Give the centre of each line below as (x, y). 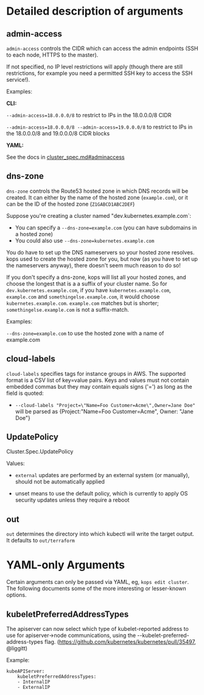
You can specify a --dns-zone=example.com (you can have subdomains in (106, 228)
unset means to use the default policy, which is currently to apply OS (101, 494)
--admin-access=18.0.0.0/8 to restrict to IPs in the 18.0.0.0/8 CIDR (89, 115)
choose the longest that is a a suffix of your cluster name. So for (87, 283)
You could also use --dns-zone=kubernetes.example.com (85, 240)
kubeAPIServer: (26, 671)
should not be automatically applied (60, 482)
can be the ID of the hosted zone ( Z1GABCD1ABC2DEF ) (71, 204)
